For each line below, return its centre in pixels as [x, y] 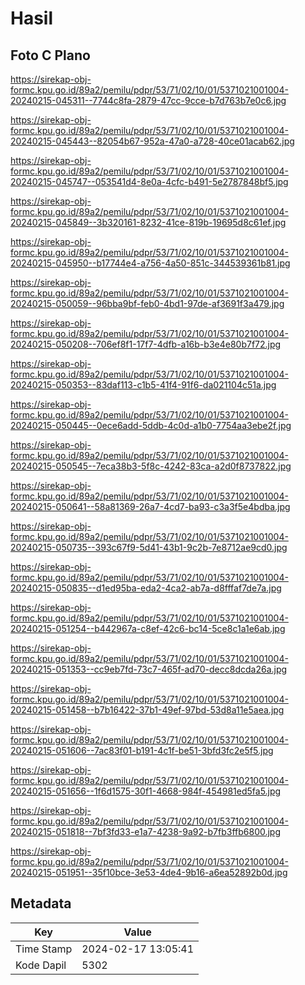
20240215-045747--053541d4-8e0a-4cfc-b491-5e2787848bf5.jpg [149, 181]
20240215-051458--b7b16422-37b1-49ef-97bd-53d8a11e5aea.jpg [147, 710]
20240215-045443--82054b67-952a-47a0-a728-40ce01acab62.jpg [152, 141]
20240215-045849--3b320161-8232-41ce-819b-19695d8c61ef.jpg [148, 222]
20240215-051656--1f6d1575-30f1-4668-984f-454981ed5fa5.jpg [146, 791]
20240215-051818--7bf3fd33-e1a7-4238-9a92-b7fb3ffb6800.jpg [146, 831]
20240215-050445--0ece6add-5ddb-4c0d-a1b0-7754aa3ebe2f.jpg [151, 425]
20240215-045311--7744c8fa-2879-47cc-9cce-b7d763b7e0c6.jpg [148, 100]
